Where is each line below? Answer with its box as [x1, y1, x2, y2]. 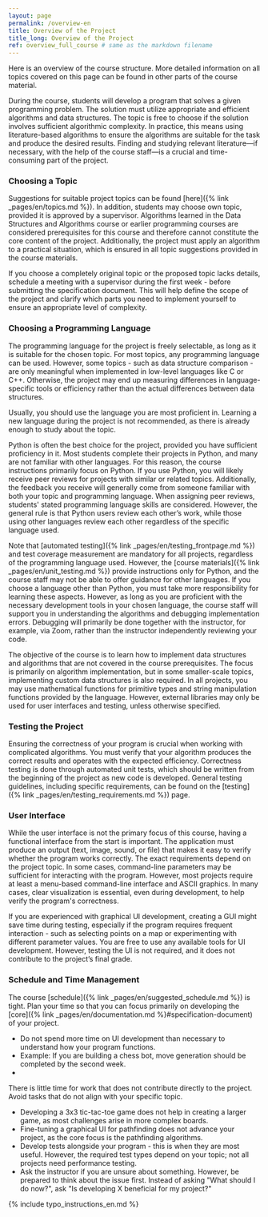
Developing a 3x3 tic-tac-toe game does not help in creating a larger [19, 1107, 246, 1117]
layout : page [8, 11, 52, 20]
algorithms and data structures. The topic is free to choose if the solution [8, 113, 250, 123]
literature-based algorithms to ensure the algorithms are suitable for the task [8, 130, 261, 140]
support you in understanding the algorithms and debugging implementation [8, 608, 260, 618]
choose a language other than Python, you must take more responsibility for [8, 583, 259, 592]
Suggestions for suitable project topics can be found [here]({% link [8, 194, 230, 203]
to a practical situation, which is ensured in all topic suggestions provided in [8, 245, 258, 255]
